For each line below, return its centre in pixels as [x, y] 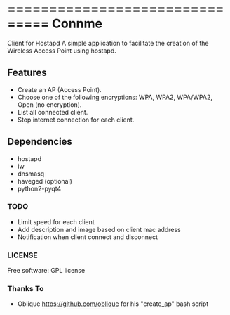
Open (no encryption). [49, 104]
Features [27, 73]
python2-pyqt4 [39, 188]
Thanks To [26, 289]
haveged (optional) [45, 181]
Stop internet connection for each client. [76, 120]
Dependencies [40, 142]
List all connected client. [53, 112]
